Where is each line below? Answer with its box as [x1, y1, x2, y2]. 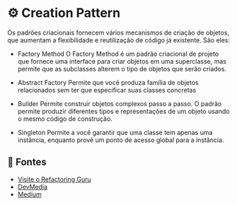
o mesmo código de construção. [17, 115, 113, 123]
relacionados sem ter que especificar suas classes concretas [17, 86, 197, 94]
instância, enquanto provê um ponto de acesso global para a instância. [17, 136, 224, 144]
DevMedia [17, 182, 48, 191]
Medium [17, 189, 42, 199]
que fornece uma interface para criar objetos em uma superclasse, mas [17, 57, 226, 65]
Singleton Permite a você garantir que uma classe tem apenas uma [17, 128, 213, 136]
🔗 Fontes [7, 156, 47, 168]
